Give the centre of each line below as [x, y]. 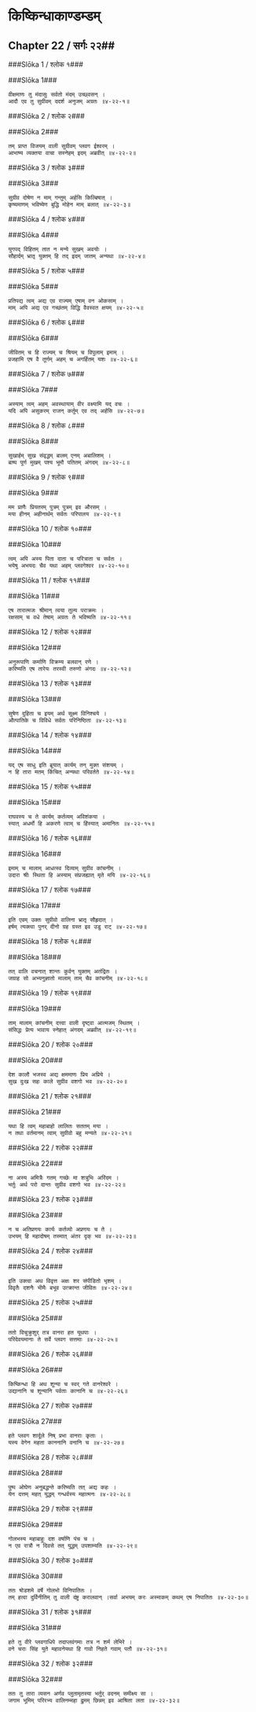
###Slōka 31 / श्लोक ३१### [50, 1612]
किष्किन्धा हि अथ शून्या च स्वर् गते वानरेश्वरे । [63, 1384]
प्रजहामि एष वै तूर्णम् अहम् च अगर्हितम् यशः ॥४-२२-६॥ [73, 359]
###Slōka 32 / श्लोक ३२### [51, 1663]
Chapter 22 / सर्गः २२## [62, 45]
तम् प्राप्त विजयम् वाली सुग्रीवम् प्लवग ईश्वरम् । [62, 146]
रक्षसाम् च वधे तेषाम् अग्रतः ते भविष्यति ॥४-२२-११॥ [69, 617]
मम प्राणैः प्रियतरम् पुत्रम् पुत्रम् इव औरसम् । [58, 507]
